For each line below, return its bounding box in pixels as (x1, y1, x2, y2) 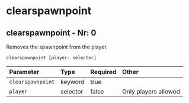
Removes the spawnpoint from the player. (6, 43, 108, 50)
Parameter (9, 68, 40, 76)
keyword (60, 78, 85, 86)
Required (90, 68, 117, 76)
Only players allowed (122, 88, 181, 95)
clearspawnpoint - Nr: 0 (6, 28, 97, 38)
